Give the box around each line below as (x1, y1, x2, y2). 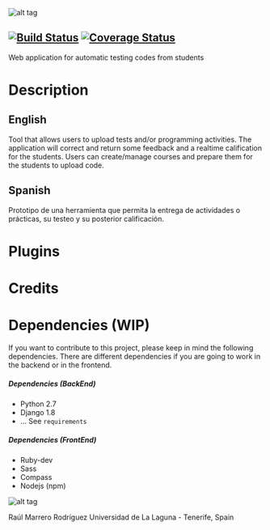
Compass (19, 472, 53, 481)
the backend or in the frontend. (8, 360, 112, 370)
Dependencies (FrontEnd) (8, 435, 97, 444)
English (8, 113, 47, 127)
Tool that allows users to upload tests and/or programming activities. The (8, 134, 252, 144)
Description (8, 81, 89, 99)
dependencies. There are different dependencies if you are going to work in (8, 351, 261, 361)
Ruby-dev (19, 455, 53, 464)
